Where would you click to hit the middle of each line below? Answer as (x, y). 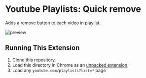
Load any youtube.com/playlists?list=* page (59, 70)
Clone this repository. (34, 60)
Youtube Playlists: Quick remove (73, 9)
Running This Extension (42, 48)
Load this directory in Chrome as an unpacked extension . (70, 65)
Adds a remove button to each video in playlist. (53, 23)
